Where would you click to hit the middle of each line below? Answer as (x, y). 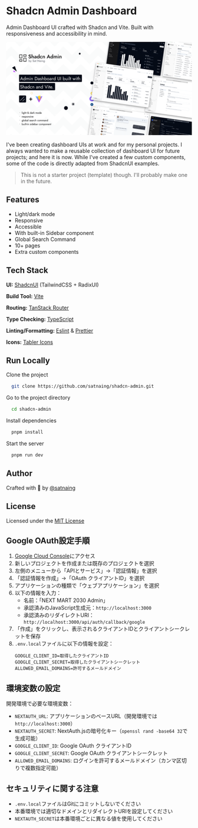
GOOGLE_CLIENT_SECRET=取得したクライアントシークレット (77, 662)
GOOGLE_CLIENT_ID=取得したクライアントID (62, 656)
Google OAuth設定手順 (48, 541)
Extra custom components (47, 252)
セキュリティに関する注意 (52, 788)
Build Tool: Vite (25, 296)
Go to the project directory (38, 398)
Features (23, 200)
